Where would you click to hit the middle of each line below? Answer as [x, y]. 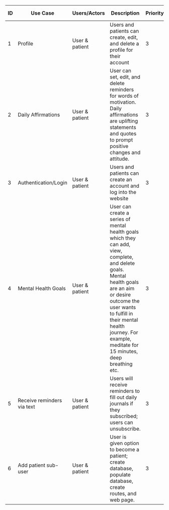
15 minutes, [124, 351]
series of [120, 219]
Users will [121, 378]
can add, [120, 244]
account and [125, 186]
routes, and [123, 494]
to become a [125, 449]
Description [125, 13]
